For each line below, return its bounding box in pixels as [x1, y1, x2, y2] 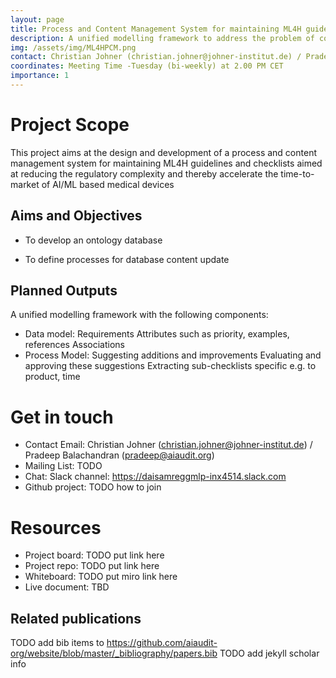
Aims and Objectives [10, 207, 143, 225]
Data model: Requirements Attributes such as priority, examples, [24, 328, 290, 340]
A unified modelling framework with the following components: [10, 309, 269, 321]
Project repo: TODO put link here [24, 560, 160, 572]
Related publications [10, 610, 142, 627]
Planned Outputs [10, 282, 118, 300]
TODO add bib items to [10, 637, 105, 649]
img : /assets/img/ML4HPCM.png [10, 42, 137, 53]
